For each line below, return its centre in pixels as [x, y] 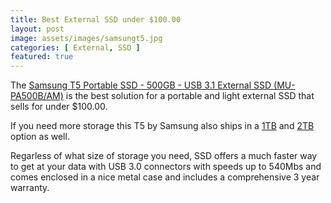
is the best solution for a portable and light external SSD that [190, 96]
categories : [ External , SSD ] [75, 47]
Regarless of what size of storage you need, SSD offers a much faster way [164, 156]
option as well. [40, 137]
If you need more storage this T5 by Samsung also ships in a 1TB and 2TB [162, 126]
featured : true [42, 57]
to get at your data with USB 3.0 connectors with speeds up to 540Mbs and [166, 167]
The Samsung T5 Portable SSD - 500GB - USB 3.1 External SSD [141, 85]
